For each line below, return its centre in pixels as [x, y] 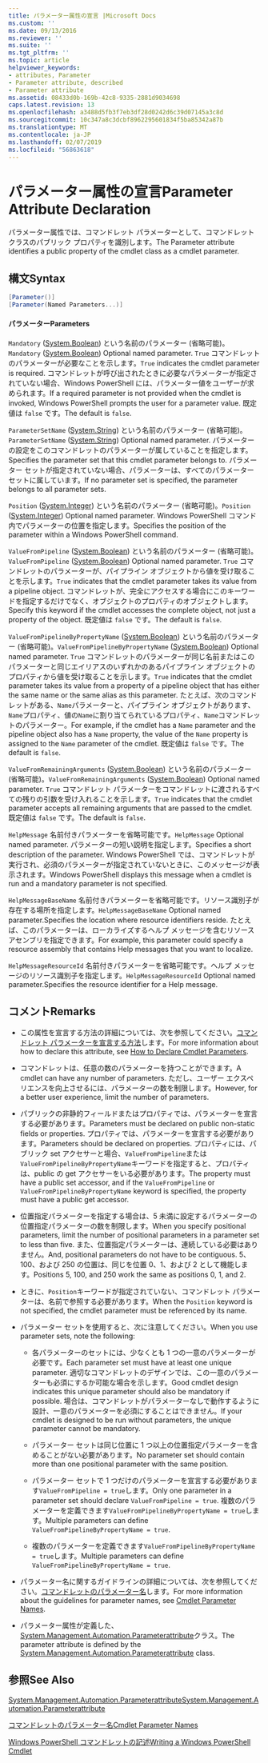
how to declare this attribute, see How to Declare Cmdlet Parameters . [134, 1051]
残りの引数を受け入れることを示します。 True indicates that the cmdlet [137, 799]
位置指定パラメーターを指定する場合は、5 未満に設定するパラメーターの [138, 1216]
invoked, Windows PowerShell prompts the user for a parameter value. [125, 403]
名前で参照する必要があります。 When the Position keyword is [150, 1301]
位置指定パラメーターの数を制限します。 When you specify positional [133, 1225]
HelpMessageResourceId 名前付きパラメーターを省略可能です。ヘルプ [120, 965]
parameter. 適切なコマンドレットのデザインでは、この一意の [131, 1372]
